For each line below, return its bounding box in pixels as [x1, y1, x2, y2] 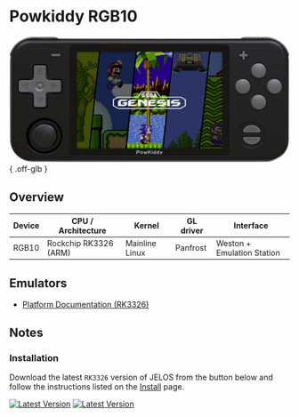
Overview [9, 189, 65, 204]
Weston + [215, 237, 252, 248]
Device [12, 221, 40, 231]
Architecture [58, 225, 107, 236]
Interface [233, 221, 269, 231]
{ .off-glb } [9, 164, 48, 174]
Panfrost [174, 243, 207, 253]
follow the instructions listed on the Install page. [9, 381, 185, 392]
